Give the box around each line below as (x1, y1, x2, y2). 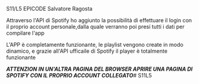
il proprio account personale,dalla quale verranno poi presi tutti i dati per (6, 23, 185, 30)
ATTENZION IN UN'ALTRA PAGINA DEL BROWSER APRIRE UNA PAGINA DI (6, 65, 193, 73)
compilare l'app (6, 29, 45, 37)
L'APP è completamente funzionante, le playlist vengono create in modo (6, 41, 184, 48)
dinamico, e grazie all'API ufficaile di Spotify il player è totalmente (6, 47, 168, 55)
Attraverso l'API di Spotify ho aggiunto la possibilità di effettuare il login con (6, 17, 192, 23)
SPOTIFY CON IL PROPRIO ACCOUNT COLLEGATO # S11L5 (6, 72, 152, 79)
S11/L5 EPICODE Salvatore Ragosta (6, 5, 93, 12)
